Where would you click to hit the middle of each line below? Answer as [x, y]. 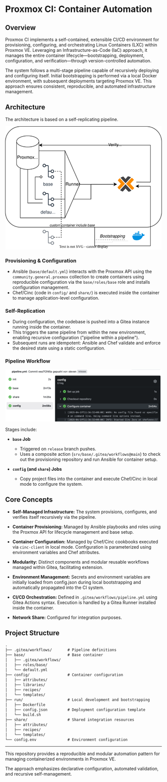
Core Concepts [29, 500]
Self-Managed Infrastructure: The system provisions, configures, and [84, 512]
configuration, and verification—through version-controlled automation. [78, 61]
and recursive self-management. [39, 774]
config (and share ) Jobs [37, 469]
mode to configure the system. [51, 484]
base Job [21, 439]
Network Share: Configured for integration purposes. [67, 617]
